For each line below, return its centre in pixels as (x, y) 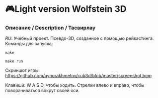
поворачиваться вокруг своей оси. (42, 91)
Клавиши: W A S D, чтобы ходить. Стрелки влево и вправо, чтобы (75, 85)
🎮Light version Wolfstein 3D (66, 9)
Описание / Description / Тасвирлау (50, 28)
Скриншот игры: (22, 70)
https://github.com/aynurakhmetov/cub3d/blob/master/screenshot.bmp (79, 76)
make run (14, 62)
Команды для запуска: (29, 44)
